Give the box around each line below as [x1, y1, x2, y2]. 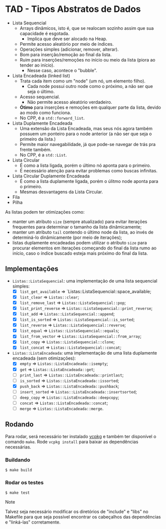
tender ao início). [19, 62, 55, 68]
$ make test [5, 490, 30, 495]
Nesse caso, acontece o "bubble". [27, 67, 97, 73]
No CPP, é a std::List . [19, 151, 67, 157]
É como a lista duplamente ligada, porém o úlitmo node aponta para [19, 178, 159, 184]
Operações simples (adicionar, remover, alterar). [19, 46, 119, 52]
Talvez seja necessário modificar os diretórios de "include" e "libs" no [5, 509, 149, 515]
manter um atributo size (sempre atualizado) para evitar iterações [12, 219, 148, 225]
